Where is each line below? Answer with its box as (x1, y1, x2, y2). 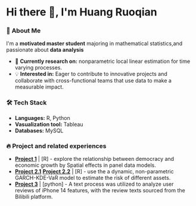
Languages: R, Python (14, 114, 70, 121)
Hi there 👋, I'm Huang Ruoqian (6, 5, 157, 19)
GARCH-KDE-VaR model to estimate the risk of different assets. (14, 175, 171, 182)
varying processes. (14, 64, 63, 71)
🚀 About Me (6, 27, 41, 35)
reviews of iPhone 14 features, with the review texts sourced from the (14, 187, 186, 194)
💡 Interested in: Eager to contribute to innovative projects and (14, 71, 168, 78)
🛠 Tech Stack (6, 99, 47, 107)
